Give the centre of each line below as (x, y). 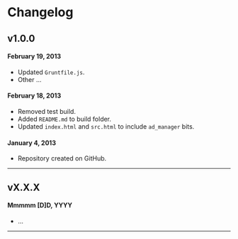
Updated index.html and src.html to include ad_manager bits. (106, 126)
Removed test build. (47, 111)
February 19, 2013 (34, 57)
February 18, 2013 (34, 95)
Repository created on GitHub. (62, 158)
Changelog (40, 12)
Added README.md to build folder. (64, 119)
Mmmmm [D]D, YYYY (40, 205)
